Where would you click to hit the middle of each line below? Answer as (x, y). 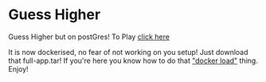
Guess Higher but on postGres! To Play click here (89, 37)
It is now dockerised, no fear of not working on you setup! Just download (128, 52)
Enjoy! (19, 68)
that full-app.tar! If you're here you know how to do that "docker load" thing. (133, 61)
